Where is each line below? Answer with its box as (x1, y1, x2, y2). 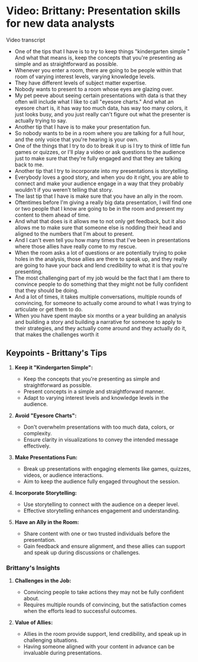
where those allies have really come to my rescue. (14, 243, 137, 250)
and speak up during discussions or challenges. (23, 549, 141, 556)
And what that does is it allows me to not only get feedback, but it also (14, 217, 186, 224)
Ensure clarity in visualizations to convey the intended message (23, 436, 178, 443)
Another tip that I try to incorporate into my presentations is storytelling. (14, 167, 190, 174)
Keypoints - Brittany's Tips (6, 348, 108, 358)
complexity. (23, 429, 52, 436)
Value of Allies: (14, 619, 53, 626)
